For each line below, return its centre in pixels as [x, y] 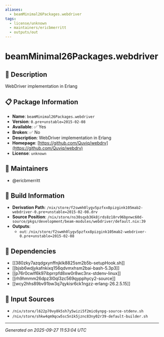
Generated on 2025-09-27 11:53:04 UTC [46, 330]
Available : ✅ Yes [29, 126]
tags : [10, 19]
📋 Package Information [42, 102]
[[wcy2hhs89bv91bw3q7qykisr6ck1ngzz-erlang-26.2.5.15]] [71, 284]
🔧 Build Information [35, 196]
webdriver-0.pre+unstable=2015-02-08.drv [55, 212]
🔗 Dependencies [31, 251]
